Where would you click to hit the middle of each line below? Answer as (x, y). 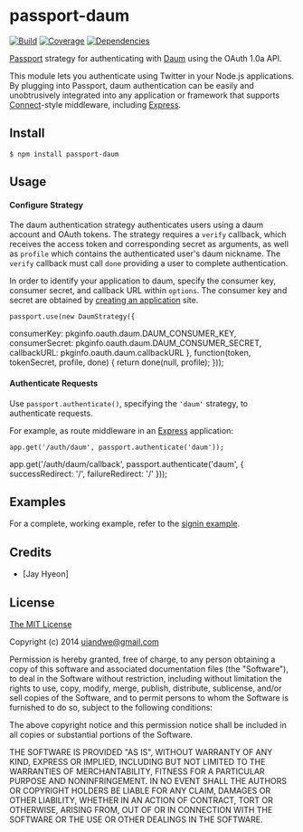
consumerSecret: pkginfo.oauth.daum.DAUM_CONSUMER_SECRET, (136, 343)
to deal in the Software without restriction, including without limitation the (146, 678)
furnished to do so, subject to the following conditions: (111, 707)
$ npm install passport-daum (64, 154)
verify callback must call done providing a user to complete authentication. (149, 263)
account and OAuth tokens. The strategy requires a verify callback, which (148, 234)
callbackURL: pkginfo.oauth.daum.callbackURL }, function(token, (130, 353)
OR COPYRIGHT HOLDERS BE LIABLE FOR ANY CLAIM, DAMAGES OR (140, 790)
